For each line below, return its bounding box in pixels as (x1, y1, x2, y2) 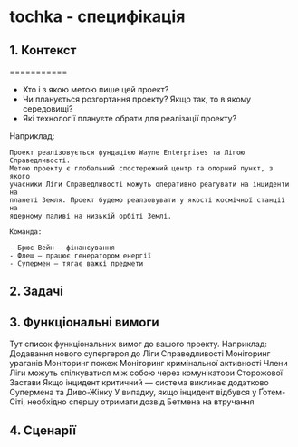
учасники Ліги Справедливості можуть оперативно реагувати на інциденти (9, 180, 290, 189)
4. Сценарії (9, 423, 77, 438)
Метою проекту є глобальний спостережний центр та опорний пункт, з (9, 164, 274, 173)
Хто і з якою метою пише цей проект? (22, 84, 169, 94)
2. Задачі (9, 284, 63, 299)
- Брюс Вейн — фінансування (9, 243, 116, 252)
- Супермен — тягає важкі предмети (9, 259, 144, 268)
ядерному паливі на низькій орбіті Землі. (9, 211, 172, 220)
